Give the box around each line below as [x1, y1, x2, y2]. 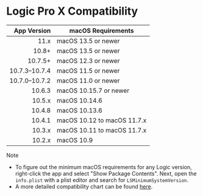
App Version [13, 26, 51, 35]
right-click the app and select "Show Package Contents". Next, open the [15, 170, 197, 177]
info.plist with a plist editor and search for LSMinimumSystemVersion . [15, 176, 189, 184]
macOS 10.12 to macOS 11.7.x [57, 116, 147, 125]
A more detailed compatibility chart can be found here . [15, 183, 153, 190]
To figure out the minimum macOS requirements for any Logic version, [15, 163, 192, 170]
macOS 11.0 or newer [57, 76, 120, 85]
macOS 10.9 [57, 136, 93, 144]
